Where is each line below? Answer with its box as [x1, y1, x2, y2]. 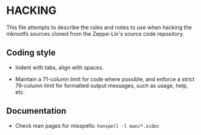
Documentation [6, 106, 67, 116]
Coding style [6, 48, 56, 58]
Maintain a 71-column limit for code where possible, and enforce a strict [15, 75, 195, 82]
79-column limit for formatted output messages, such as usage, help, [15, 82, 188, 89]
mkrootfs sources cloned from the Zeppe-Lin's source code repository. [6, 30, 184, 37]
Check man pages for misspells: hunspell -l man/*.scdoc [15, 122, 160, 129]
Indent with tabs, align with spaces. [15, 64, 104, 71]
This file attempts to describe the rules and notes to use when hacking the [6, 24, 192, 31]
